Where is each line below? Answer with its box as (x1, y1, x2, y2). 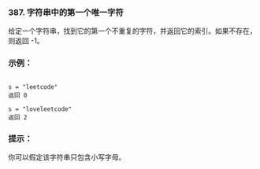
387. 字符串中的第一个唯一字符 (8, 6, 124, 17)
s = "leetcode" (8, 83, 58, 91)
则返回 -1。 (8, 36, 45, 46)
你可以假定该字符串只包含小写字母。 (8, 152, 126, 162)
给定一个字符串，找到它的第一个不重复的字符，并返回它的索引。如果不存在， (8, 26, 257, 36)
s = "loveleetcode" (8, 105, 72, 113)
